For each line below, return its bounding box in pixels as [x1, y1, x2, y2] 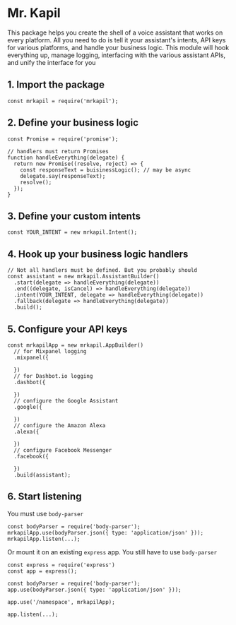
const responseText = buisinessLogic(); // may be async [20, 166, 191, 174]
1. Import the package [7, 79, 105, 91]
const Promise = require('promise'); [7, 136, 119, 143]
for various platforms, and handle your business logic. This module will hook [7, 43, 230, 52]
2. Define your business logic [7, 117, 139, 129]
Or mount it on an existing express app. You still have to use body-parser [7, 547, 218, 556]
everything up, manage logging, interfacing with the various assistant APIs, [7, 51, 226, 59]
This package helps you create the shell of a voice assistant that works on [7, 28, 223, 37]
